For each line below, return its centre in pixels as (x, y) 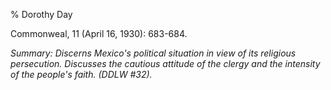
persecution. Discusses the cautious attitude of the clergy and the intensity (165, 63)
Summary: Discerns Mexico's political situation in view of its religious (153, 53)
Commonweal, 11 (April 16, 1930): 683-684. (99, 33)
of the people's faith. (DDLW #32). (81, 74)
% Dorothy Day (41, 14)
